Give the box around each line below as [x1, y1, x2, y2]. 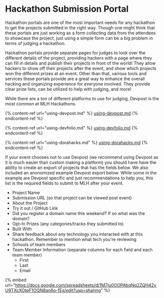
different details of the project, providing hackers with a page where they [5, 55, 152, 61]
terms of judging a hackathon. [5, 40, 66, 46]
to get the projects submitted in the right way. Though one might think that [5, 24, 155, 30]
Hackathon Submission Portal [5, 3, 129, 15]
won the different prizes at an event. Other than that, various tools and [5, 70, 147, 76]
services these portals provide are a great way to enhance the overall [5, 76, 145, 82]
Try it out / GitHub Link [12, 205, 58, 211]
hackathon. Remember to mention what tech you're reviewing [12, 236, 137, 242]
